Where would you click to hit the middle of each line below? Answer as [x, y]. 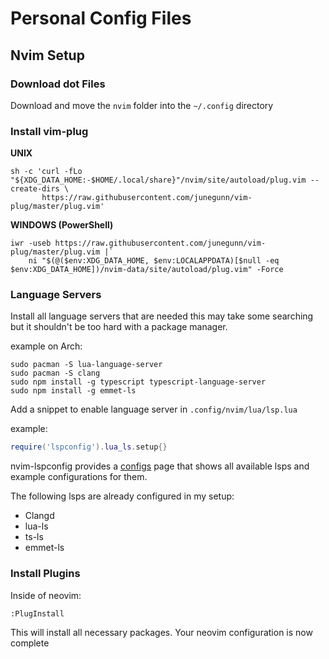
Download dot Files [58, 84]
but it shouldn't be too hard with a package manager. [119, 327]
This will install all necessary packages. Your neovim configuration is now [161, 632]
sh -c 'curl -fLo [46, 172]
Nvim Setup [47, 55]
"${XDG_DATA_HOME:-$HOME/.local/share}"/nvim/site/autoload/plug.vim [158, 180]
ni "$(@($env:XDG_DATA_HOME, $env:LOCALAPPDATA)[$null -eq [154, 261]
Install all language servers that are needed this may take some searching [162, 316]
